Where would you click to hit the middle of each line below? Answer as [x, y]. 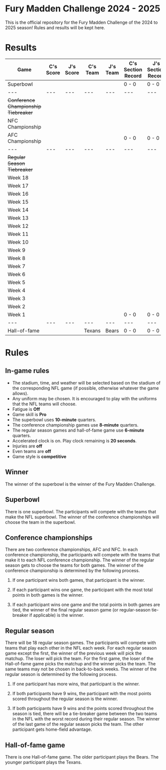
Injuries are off [27, 446]
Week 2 [17, 306]
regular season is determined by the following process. [61, 674]
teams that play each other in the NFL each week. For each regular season [81, 648]
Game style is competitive [39, 456]
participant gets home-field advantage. [52, 729]
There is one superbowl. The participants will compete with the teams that [81, 511]
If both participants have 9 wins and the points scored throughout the [83, 709]
